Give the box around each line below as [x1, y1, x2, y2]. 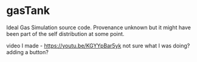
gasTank [6, 4, 50, 18]
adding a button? [6, 48, 49, 55]
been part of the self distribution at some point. [6, 30, 125, 37]
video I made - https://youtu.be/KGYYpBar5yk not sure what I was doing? [6, 42, 190, 49]
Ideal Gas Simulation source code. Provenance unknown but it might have [6, 24, 192, 31]
